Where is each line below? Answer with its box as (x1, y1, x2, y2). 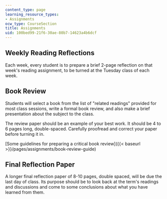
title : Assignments (5, 26, 46, 31)
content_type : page (5, 7, 46, 12)
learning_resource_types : (5, 12, 59, 17)
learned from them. (5, 190, 45, 196)
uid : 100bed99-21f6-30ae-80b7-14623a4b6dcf (5, 30, 97, 35)
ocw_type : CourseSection (5, 21, 57, 26)
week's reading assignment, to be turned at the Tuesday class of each (5, 67, 150, 73)
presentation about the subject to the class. (5, 110, 95, 117)
